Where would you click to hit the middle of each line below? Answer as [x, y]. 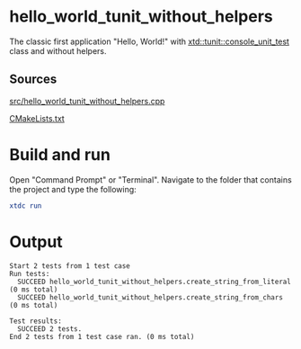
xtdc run [26, 206]
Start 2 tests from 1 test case [70, 266]
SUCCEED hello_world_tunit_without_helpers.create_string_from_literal [155, 282]
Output [36, 242]
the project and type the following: [73, 189]
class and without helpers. [58, 50]
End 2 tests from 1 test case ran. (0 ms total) [102, 336]
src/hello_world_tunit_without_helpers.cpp [87, 101]
